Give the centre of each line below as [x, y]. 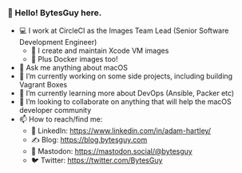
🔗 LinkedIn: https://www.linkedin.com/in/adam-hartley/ [121, 131]
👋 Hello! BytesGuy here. [55, 13]
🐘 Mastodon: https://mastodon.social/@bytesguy [111, 151]
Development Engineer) [58, 42]
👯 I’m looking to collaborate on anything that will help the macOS [125, 102]
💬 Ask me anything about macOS [73, 68]
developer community [55, 111]
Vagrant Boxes [43, 85]
